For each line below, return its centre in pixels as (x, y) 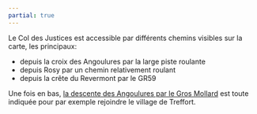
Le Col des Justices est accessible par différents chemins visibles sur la (125, 38)
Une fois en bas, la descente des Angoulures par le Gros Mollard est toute (128, 93)
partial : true (32, 15)
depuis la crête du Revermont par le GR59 (88, 78)
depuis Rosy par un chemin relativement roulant (98, 70)
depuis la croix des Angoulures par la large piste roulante (112, 61)
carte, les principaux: (43, 46)
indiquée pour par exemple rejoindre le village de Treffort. (102, 101)
